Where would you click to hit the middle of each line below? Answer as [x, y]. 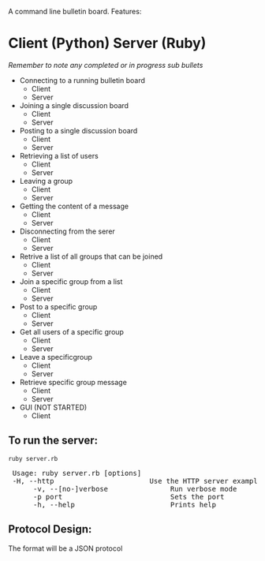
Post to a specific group [58, 306]
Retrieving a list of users [59, 155]
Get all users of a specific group [72, 331]
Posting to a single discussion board [78, 130]
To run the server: [53, 441]
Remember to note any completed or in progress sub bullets [106, 65]
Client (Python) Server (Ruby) [107, 43]
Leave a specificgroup [56, 357]
